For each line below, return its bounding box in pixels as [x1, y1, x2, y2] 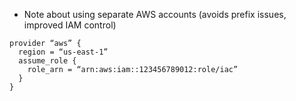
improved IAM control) [23, 19, 117, 31]
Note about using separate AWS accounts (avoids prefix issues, [23, 9, 287, 20]
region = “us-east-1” [18, 47, 109, 57]
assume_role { [18, 56, 77, 66]
